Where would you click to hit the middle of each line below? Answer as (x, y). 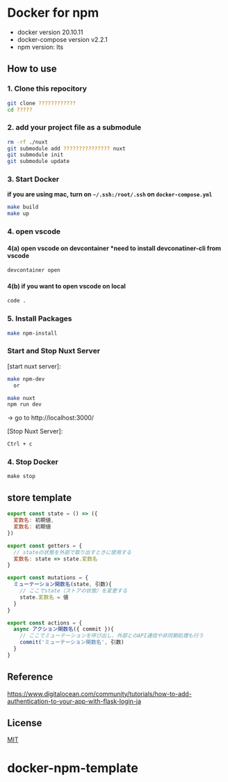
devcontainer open (34, 270)
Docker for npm (53, 13)
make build (23, 207)
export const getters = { (44, 546)
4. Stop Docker (33, 462)
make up (18, 214)
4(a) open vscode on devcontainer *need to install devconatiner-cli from (114, 248)
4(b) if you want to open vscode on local (67, 286)
